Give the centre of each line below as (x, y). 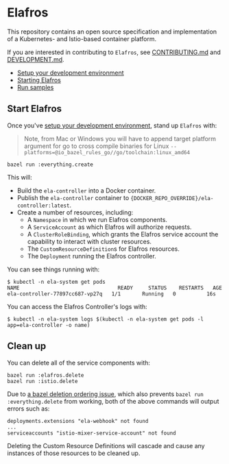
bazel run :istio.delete (43, 381)
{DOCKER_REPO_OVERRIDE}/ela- (172, 198)
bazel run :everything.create (50, 164)
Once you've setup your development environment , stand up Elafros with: (112, 125)
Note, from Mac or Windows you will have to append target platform (120, 138)
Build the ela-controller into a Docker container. (86, 191)
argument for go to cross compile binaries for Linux (96, 146)
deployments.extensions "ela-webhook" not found (78, 421)
